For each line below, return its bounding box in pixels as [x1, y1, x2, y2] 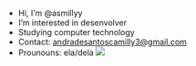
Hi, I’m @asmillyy [17, 8, 83, 18]
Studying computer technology [17, 27, 135, 37]
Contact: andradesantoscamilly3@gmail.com [17, 36, 187, 47]
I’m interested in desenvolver [17, 17, 128, 28]
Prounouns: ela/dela [17, 47, 94, 58]
